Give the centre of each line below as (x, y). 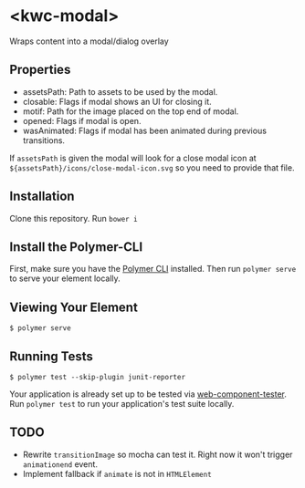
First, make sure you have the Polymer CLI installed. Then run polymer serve (153, 269)
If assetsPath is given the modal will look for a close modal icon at (133, 158)
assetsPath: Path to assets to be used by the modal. (120, 91)
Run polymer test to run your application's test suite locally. (122, 404)
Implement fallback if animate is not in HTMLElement (117, 473)
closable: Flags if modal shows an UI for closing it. (117, 101)
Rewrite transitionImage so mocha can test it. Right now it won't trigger (158, 454)
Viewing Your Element (74, 307)
